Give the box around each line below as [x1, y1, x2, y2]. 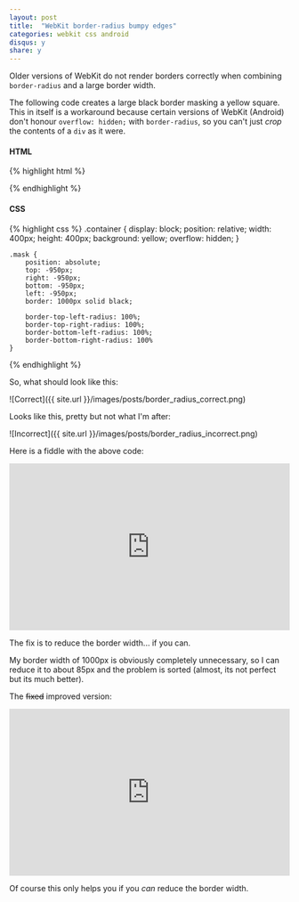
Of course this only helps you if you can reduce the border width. [9, 882, 249, 893]
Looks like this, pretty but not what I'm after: [9, 410, 171, 421]
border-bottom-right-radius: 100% [25, 336, 153, 345]
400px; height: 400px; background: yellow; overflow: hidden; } [9, 232, 240, 243]
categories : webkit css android [9, 29, 129, 38]
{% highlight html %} [9, 166, 86, 176]
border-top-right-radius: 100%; [25, 320, 145, 329]
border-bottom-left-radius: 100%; [25, 328, 153, 337]
